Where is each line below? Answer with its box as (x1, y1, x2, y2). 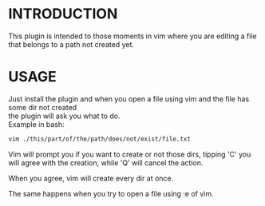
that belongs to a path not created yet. (8, 39, 134, 49)
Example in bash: (8, 119, 65, 129)
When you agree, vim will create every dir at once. (8, 173, 174, 183)
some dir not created (8, 102, 77, 112)
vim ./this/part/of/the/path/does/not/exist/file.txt (8, 135, 192, 143)
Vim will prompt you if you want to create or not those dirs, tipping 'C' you (8, 149, 251, 159)
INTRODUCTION (8, 5, 118, 23)
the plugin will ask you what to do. (8, 111, 121, 121)
